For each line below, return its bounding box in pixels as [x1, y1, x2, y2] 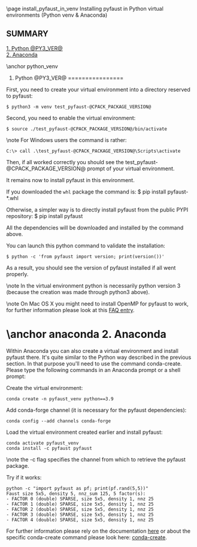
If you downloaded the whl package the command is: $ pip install [6, 188, 166, 195]
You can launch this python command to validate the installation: [6, 242, 166, 249]
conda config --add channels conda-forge [6, 418, 111, 424]
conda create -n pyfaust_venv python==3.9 [6, 395, 114, 402]
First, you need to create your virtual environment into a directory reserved [6, 86, 190, 93]
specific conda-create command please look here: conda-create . [6, 533, 168, 541]
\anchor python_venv [6, 62, 58, 69]
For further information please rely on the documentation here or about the [6, 527, 190, 534]
